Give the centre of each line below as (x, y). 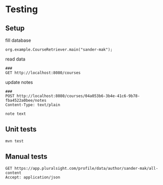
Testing (22, 9)
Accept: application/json (33, 177)
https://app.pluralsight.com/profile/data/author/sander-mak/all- (86, 168)
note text (16, 114)
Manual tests (26, 157)
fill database (18, 40)
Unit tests (21, 129)
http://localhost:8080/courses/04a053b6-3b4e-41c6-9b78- (78, 96)
